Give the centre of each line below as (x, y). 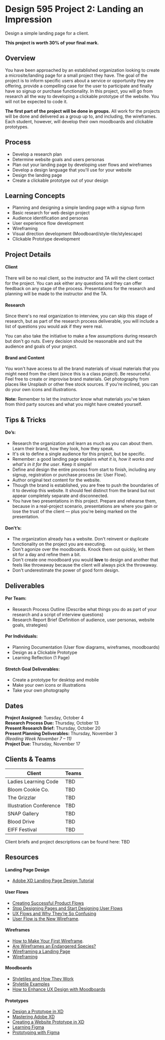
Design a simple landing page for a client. (47, 33)
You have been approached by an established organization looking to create (82, 70)
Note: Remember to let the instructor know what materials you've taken (78, 399)
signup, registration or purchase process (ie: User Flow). (69, 474)
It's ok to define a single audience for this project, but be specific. (79, 454)
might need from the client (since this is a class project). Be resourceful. (78, 374)
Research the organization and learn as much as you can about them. (83, 443)
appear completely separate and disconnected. (60, 496)
